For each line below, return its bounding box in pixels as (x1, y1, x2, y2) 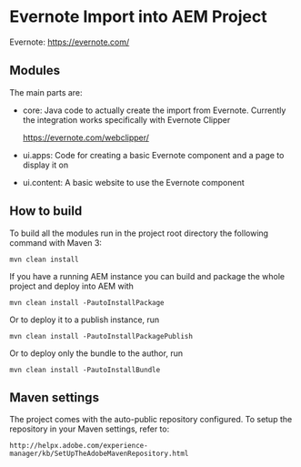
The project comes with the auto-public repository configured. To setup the (9, 414, 293, 425)
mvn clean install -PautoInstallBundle (9, 365, 161, 374)
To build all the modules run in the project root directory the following (9, 228, 269, 239)
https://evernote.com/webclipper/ (22, 132, 150, 143)
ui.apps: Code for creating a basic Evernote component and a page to (22, 149, 285, 160)
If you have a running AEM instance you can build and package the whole (9, 270, 286, 281)
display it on (22, 159, 69, 170)
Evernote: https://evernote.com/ (9, 36, 130, 47)
